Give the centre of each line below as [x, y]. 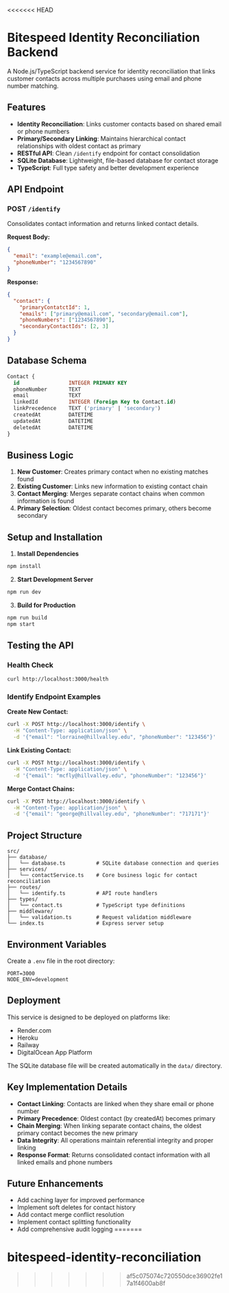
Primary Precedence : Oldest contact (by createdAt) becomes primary [116, 1118]
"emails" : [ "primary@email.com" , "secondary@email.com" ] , [104, 314]
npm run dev [24, 592]
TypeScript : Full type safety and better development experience [108, 168]
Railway [28, 1045]
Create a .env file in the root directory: [61, 961]
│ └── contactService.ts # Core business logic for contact [102, 876]
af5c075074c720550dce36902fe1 [174, 1276]
